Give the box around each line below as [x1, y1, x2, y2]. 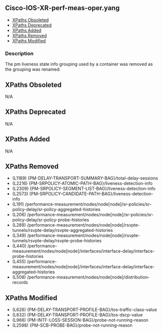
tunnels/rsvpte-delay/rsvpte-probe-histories [12, 238, 102, 244]
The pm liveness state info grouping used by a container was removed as [5, 61, 153, 67]
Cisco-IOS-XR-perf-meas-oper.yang [5, 4, 120, 12]
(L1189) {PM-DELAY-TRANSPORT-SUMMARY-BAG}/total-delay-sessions [12, 175, 158, 181]
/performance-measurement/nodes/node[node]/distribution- [26, 274, 150, 280]
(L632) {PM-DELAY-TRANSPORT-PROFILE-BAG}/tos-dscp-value [12, 312, 143, 318]
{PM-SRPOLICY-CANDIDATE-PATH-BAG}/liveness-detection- [29, 191, 154, 197]
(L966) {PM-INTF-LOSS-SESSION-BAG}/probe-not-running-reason [12, 317, 148, 323]
